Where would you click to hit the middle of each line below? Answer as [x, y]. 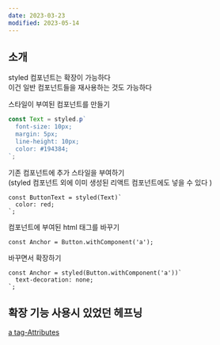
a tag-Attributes [34, 332]
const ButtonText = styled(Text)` [65, 197]
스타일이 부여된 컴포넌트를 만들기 [59, 105]
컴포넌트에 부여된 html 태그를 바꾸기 [64, 227]
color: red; [35, 204]
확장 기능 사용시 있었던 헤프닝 [76, 313]
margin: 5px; [37, 134]
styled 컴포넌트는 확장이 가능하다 [59, 78]
